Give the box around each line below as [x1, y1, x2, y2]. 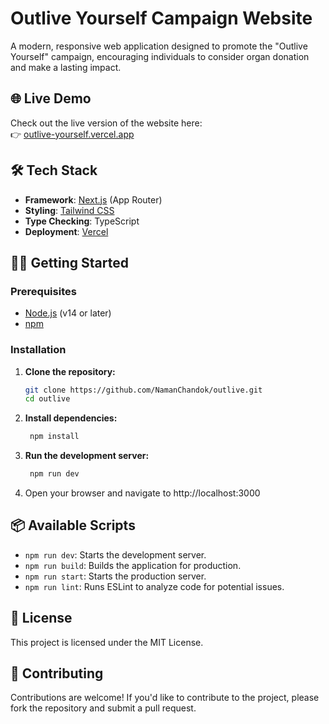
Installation [10, 343, 67, 357]
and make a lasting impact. [10, 61, 122, 73]
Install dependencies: [24, 412, 118, 424]
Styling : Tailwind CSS [24, 204, 115, 216]
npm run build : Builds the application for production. [24, 559, 242, 571]
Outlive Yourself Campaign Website [10, 7, 313, 30]
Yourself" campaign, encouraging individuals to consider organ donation [10, 50, 310, 62]
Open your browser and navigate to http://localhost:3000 [24, 487, 261, 499]
